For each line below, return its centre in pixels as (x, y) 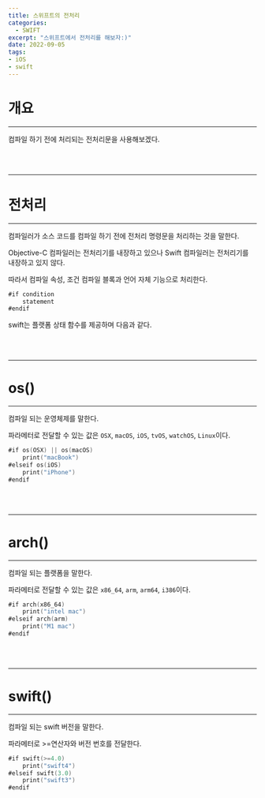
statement (39, 302)
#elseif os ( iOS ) (35, 465)
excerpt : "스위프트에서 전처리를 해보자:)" (70, 37)
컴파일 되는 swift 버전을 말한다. (56, 726)
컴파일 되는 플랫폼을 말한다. (50, 572)
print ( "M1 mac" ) (49, 627)
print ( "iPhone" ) (49, 472)
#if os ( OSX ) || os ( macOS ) (50, 451)
